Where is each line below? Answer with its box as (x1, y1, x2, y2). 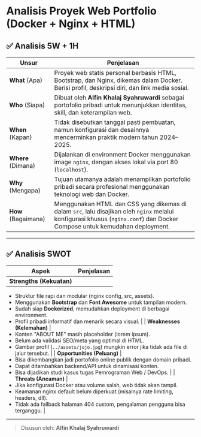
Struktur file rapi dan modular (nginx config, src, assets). (14, 292, 154, 299)
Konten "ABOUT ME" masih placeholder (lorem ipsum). (14, 330, 151, 337)
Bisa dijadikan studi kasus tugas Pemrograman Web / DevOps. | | (14, 369, 175, 376)
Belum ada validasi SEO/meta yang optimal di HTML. (14, 337, 145, 344)
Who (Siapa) (9, 101, 45, 109)
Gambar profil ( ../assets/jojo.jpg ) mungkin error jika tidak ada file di (14, 343, 188, 350)
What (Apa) (9, 76, 43, 85)
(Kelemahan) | (14, 324, 51, 331)
